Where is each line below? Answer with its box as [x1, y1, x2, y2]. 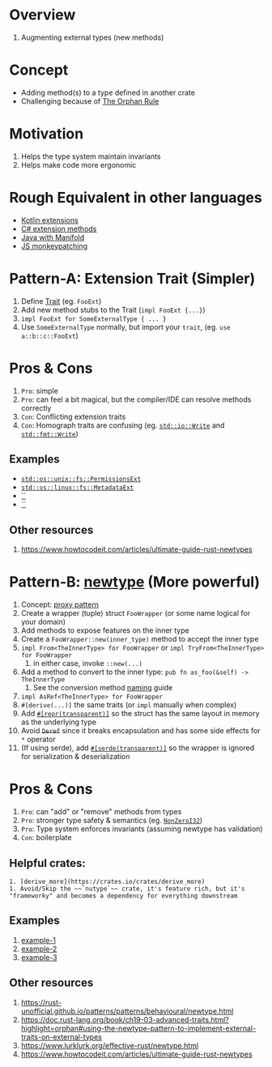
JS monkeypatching [20, 241, 88, 250]
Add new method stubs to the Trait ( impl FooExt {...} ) [20, 305, 206, 314]
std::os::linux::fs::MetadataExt [20, 484, 134, 492]
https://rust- [20, 997, 62, 1007]
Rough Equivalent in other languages [9, 189, 262, 207]
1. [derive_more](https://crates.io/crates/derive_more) [9, 877, 206, 886]
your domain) [20, 617, 66, 627]
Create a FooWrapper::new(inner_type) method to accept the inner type [20, 634, 259, 644]
